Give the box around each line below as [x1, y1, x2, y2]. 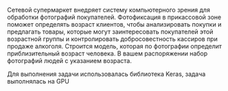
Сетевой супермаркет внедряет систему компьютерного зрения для [7, 6, 211, 14]
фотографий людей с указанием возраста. [7, 57, 132, 64]
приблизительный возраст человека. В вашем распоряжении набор [7, 49, 208, 57]
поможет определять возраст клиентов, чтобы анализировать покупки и [7, 21, 222, 28]
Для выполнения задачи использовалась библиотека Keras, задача [7, 70, 206, 78]
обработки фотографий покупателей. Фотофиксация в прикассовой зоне [7, 13, 222, 21]
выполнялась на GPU [7, 77, 70, 85]
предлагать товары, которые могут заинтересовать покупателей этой [7, 27, 214, 36]
